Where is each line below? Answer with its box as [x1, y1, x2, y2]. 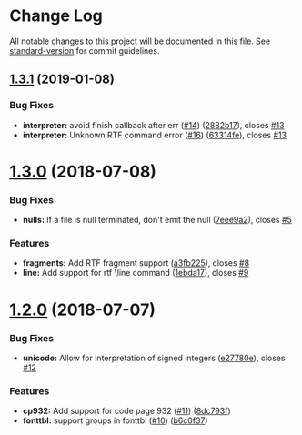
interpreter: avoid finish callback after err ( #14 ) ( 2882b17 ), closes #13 [22, 119, 285, 130]
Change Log [9, 5, 103, 26]
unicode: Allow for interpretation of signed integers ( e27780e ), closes [22, 352, 286, 363]
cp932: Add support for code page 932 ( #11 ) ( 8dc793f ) [22, 406, 232, 417]
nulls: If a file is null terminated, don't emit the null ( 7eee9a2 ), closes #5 [22, 215, 293, 226]
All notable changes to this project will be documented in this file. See [9, 35, 271, 46]
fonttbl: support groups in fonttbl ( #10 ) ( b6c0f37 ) [22, 415, 208, 426]
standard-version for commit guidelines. [9, 45, 160, 56]
